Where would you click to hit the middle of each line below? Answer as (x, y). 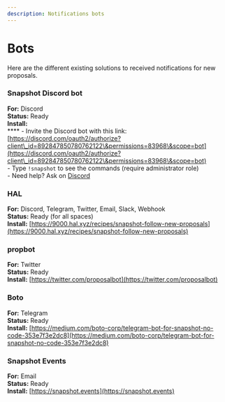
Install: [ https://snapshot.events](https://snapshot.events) (91, 391)
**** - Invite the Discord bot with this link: (67, 131)
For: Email (22, 376)
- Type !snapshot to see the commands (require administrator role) (103, 168)
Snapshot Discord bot (45, 93)
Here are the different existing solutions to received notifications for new (111, 68)
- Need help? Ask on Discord (49, 175)
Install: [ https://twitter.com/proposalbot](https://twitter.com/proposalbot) (112, 279)
